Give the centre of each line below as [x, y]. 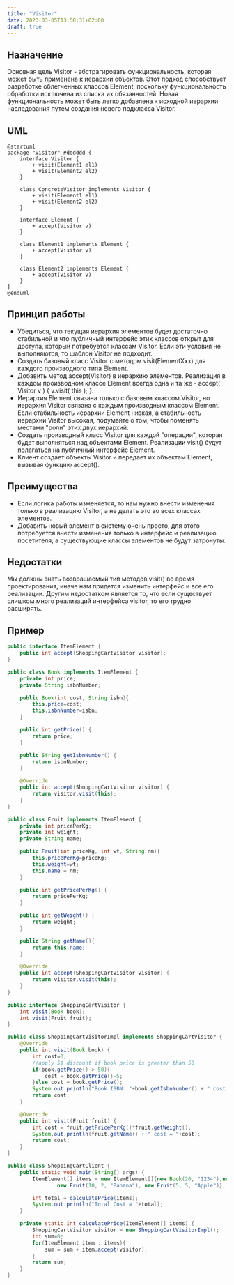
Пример [26, 631]
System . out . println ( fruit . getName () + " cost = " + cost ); [117, 1134]
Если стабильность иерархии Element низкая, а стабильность [109, 413]
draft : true [24, 26]
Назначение [35, 55]
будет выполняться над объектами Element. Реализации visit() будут [119, 442]
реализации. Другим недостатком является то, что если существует [110, 594]
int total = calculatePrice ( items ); [85, 1198]
